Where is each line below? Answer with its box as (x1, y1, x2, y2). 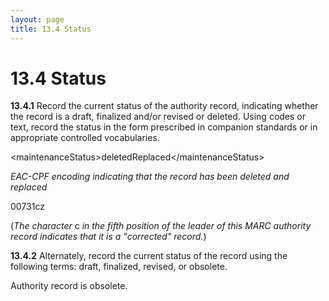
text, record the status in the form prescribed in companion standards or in (10, 121, 318, 133)
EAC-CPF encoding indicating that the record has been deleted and (10, 171, 290, 183)
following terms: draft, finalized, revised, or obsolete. (10, 261, 228, 273)
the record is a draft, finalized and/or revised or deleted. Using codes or (10, 111, 307, 123)
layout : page (10, 14, 65, 25)
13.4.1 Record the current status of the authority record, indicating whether (10, 100, 319, 112)
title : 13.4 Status (10, 24, 92, 34)
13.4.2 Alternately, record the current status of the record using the (10, 250, 288, 262)
